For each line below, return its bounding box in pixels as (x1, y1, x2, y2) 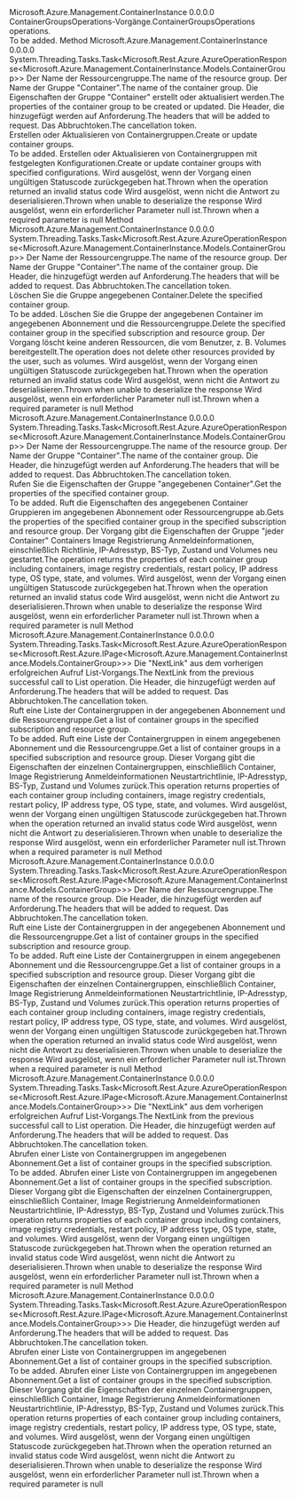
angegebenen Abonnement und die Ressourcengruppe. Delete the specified (9, 318, 286, 329)
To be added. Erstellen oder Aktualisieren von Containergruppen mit (9, 148, 258, 159)
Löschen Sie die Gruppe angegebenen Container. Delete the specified (9, 290, 263, 300)
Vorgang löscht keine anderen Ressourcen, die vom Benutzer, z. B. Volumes (9, 337, 286, 347)
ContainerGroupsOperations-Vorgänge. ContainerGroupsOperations (9, 16, 255, 27)
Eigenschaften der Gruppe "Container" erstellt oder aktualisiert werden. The (9, 91, 285, 102)
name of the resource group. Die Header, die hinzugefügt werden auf (9, 894, 262, 904)
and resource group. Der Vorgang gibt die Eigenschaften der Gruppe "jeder (9, 526, 285, 536)
